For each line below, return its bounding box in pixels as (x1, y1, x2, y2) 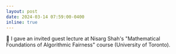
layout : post (6, 8, 38, 15)
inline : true (6, 19, 38, 25)
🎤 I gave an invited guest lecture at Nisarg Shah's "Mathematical (6, 35, 160, 42)
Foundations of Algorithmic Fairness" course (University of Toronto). (6, 41, 171, 48)
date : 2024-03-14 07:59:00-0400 (6, 14, 85, 20)
